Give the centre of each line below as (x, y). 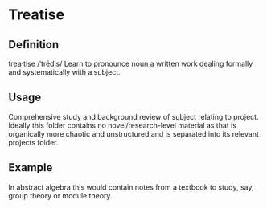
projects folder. (33, 142)
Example (31, 167)
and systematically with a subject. (64, 72)
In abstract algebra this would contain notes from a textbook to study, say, (131, 187)
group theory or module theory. (60, 195)
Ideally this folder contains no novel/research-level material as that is (123, 125)
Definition (33, 45)
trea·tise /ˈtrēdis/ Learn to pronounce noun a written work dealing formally (131, 63)
